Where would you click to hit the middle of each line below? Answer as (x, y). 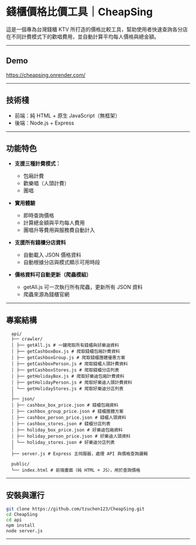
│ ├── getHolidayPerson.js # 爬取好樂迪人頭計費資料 (72, 383)
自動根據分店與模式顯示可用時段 (62, 262)
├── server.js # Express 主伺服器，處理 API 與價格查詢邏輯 (80, 454)
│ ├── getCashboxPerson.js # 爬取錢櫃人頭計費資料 (70, 364)
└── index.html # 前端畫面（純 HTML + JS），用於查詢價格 (76, 470)
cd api (14, 520)
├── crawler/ (27, 339)
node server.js (24, 531)
